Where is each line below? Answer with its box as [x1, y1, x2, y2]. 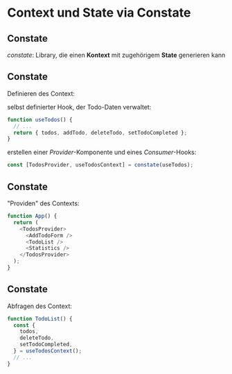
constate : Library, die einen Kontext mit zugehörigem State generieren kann [7, 51, 226, 59]
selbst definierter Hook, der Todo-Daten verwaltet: [7, 103, 152, 111]
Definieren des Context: [7, 89, 75, 98]
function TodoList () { [7, 315, 73, 322]
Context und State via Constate [7, 5, 191, 21]
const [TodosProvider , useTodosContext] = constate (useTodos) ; [7, 162, 194, 169]
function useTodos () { [7, 116, 73, 123]
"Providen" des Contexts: [7, 199, 80, 207]
